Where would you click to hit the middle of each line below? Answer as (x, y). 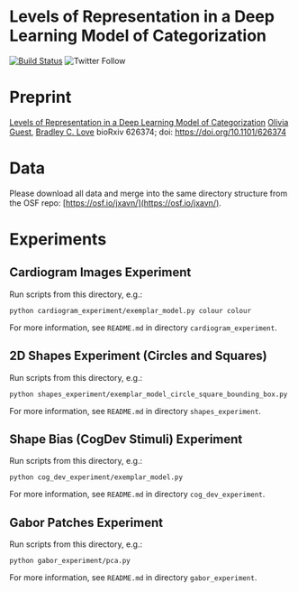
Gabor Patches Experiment (86, 522)
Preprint (41, 97)
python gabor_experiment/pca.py (70, 561)
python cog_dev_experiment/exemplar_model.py (96, 477)
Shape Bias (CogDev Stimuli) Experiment (126, 439)
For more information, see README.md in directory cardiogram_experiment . (143, 328)
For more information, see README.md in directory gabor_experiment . (133, 578)
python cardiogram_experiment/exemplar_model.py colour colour (131, 310)
